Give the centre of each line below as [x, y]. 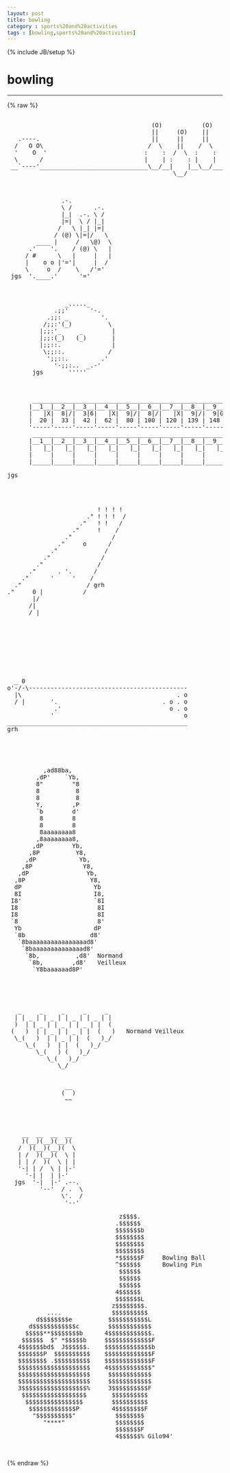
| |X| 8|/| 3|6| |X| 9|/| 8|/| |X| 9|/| [117, 414]
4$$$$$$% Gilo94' [144, 1436]
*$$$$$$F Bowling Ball [161, 1258]
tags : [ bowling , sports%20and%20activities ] [72, 33]
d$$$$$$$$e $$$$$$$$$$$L [94, 1320]
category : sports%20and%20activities [62, 26]
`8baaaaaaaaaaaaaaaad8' [58, 942]
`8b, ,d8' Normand [74, 956]
